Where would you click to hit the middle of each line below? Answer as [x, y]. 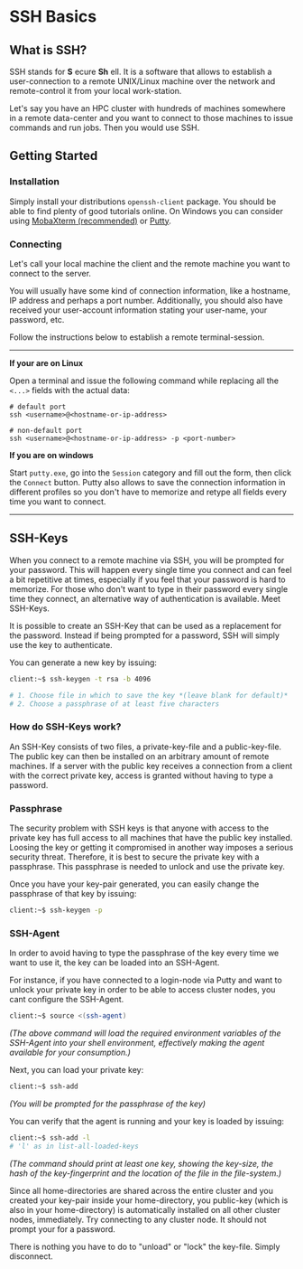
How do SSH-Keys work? [65, 727]
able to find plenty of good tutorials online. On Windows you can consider [147, 211]
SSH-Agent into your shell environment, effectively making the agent [137, 1043]
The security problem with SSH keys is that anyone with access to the [139, 828]
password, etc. [37, 319]
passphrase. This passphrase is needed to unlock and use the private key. [147, 867]
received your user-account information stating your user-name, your [138, 310]
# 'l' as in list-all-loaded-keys [74, 1146]
